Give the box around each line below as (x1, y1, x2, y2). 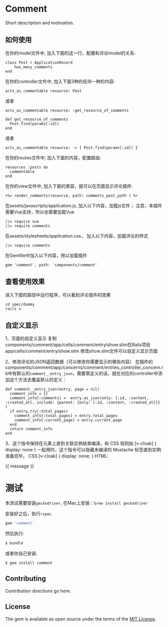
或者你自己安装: (5, 550, 38, 556)
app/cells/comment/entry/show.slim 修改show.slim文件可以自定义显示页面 (5, 348, 158, 354)
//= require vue (5, 219, 39, 224)
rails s (5, 306, 22, 311)
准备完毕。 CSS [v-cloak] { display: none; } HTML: (5, 453, 109, 459)
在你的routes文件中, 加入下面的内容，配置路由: (5, 154, 101, 160)
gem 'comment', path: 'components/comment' (5, 262, 98, 267)
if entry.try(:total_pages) (10, 409, 69, 414)
